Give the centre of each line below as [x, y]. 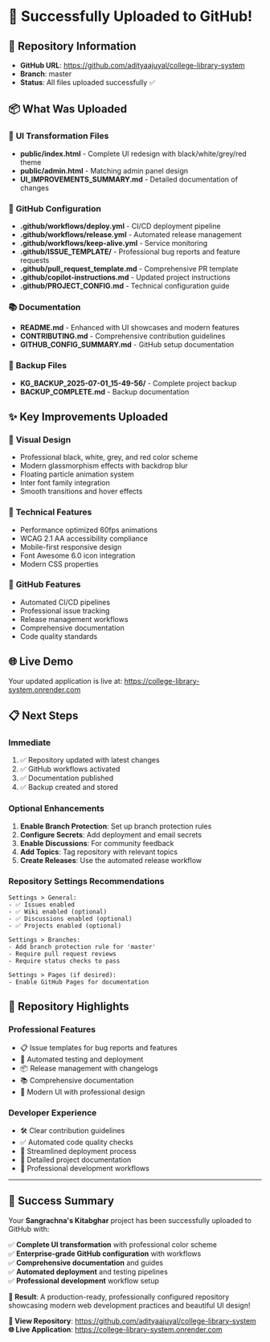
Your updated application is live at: [65, 681]
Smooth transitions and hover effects [81, 491]
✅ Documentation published [67, 778]
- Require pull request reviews [62, 954]
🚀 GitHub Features [45, 584]
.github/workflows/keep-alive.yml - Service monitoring [114, 243]
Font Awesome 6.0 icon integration [78, 555]
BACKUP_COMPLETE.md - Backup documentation [104, 391]
